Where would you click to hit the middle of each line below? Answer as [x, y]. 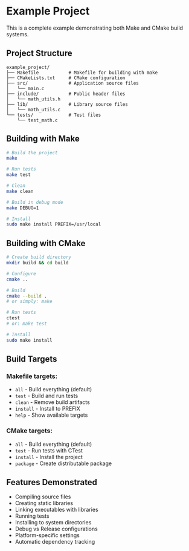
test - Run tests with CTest [49, 450]
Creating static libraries [44, 503]
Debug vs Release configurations [56, 529]
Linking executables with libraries [56, 510]
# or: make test [27, 324]
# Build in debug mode [35, 202]
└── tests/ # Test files [54, 115]
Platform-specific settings [47, 535]
